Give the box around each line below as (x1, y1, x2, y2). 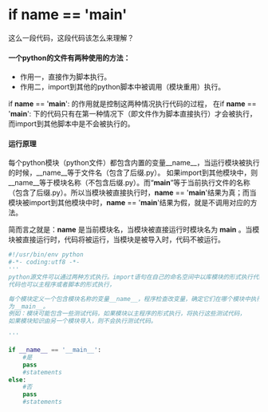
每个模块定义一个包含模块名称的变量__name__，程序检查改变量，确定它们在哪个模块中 (8, 295, 251, 303)
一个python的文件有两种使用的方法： (8, 53, 131, 62)
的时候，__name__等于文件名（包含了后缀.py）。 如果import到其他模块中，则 (8, 168, 258, 177)
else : (8, 375, 26, 384)
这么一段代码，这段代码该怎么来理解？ (8, 33, 134, 42)
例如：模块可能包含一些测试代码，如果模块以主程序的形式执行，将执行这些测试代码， (8, 310, 246, 318)
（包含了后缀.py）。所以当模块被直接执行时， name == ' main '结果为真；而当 (8, 188, 257, 197)
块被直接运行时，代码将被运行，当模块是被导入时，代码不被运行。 (8, 235, 225, 244)
